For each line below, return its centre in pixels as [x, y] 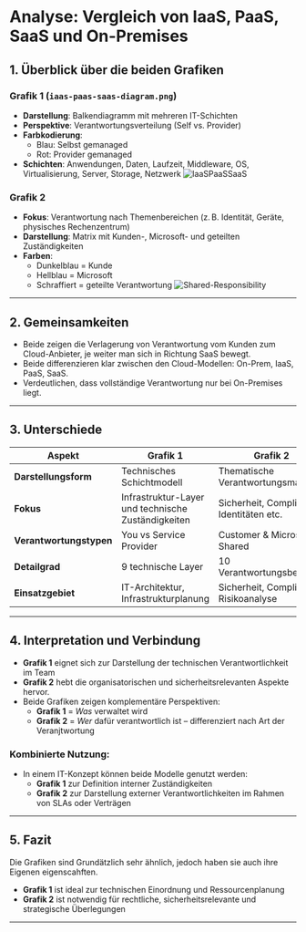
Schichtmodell [152, 482]
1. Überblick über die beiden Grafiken [117, 70]
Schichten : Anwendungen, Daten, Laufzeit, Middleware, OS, [136, 164]
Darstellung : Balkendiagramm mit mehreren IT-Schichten [130, 115]
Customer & [244, 534]
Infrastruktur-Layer [163, 497]
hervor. [36, 691]
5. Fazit [31, 840]
